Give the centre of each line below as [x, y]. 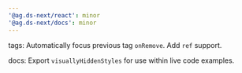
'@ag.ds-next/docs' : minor [52, 23]
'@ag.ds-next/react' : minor [54, 15]
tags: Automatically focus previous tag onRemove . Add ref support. [115, 45]
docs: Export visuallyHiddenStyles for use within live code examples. [121, 60]
